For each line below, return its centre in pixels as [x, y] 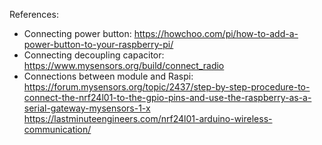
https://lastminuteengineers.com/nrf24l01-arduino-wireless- [148, 118]
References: [34, 14]
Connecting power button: [77, 33]
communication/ [57, 129]
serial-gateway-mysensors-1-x [87, 108]
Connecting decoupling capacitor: [94, 55]
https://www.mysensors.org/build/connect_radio [124, 65]
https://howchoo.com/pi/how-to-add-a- [216, 33]
